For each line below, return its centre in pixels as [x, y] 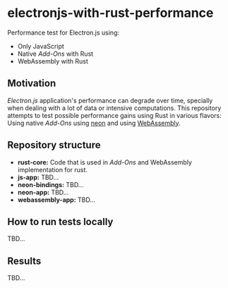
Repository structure [54, 145]
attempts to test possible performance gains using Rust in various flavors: [114, 115]
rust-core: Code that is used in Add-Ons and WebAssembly [105, 162]
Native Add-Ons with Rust [55, 54]
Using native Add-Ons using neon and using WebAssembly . [94, 123]
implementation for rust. [53, 169]
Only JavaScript [41, 46]
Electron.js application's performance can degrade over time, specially [110, 100]
